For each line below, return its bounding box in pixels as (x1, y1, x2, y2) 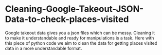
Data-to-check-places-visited (5, 14, 129, 25)
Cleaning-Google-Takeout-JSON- (5, 3, 144, 15)
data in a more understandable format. (5, 45, 82, 51)
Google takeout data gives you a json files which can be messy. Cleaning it (5, 30, 155, 36)
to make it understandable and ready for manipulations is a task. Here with (5, 35, 154, 41)
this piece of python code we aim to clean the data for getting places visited (5, 40, 158, 46)
